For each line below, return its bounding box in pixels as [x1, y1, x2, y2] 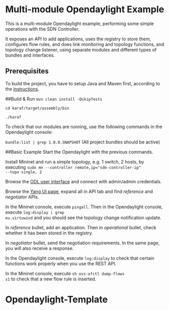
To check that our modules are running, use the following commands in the [5, 124, 163, 130]
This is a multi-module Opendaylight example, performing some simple [5, 20, 154, 27]
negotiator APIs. [5, 194, 39, 200]
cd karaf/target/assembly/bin [5, 106, 70, 111]
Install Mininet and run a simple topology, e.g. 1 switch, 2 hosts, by [5, 158, 144, 164]
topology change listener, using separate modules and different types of [5, 46, 157, 53]
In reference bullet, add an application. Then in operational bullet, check [5, 224, 157, 230]
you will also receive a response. [5, 245, 74, 251]
